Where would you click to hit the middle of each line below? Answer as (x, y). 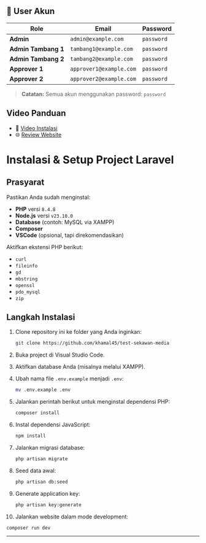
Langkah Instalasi (41, 318)
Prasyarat (25, 183)
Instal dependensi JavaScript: (53, 425)
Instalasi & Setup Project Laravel (90, 160)
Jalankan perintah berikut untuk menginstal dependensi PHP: (93, 402)
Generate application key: (48, 493)
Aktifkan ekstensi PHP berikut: (45, 247)
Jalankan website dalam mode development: (72, 517)
